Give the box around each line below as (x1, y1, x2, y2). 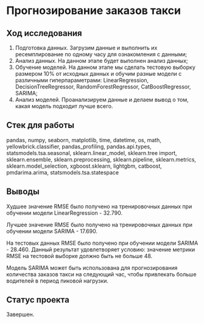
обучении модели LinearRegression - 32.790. (6, 209, 123, 217)
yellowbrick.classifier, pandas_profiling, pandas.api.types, (6, 143, 152, 150)
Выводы (6, 187, 40, 197)
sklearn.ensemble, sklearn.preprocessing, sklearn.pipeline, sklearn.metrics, (6, 156, 197, 163)
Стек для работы (6, 120, 75, 131)
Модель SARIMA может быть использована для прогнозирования (6, 264, 178, 272)
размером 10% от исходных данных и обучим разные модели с (15, 70, 182, 77)
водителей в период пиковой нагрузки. (6, 277, 108, 284)
